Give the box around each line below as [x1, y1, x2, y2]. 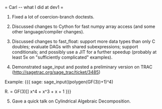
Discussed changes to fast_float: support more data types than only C [11, 38, 156, 44]
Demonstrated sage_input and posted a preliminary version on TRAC [11, 64, 153, 70]
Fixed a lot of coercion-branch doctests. [11, 14, 95, 19]
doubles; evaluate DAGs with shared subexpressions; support [11, 44, 138, 49]
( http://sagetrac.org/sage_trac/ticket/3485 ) [11, 69, 100, 75]
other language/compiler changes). [11, 29, 84, 34]
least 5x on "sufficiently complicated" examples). [11, 54, 113, 60]
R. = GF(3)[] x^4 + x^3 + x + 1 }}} [4, 89, 72, 94]
